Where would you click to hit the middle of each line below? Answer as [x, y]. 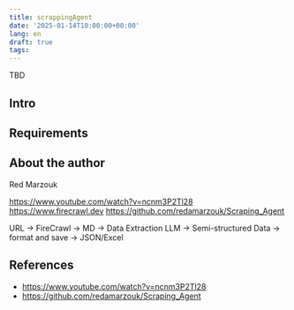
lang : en [25, 34]
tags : [19, 50]
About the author [57, 163]
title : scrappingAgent [51, 17]
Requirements [49, 133]
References [41, 265]
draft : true [31, 42]
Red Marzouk [34, 184]
